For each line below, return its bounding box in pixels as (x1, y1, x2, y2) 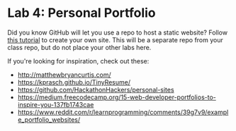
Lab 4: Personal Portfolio (7, 5, 156, 21)
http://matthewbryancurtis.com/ (17, 70, 111, 79)
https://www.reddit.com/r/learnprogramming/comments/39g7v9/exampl (17, 108, 229, 116)
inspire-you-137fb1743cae (17, 100, 94, 108)
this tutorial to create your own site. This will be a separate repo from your (7, 35, 223, 44)
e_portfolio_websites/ (17, 115, 80, 124)
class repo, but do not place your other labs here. (7, 43, 152, 51)
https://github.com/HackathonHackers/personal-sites (17, 85, 175, 94)
